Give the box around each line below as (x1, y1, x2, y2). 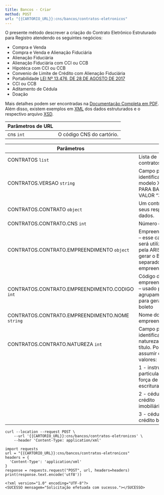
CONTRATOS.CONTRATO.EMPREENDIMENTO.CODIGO (7, 286, 134, 293)
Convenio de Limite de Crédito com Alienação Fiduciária (12, 71, 125, 76)
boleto (138, 303, 154, 310)
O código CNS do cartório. (58, 131, 119, 138)
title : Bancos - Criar (5, 7, 51, 12)
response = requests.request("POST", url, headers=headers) (5, 468, 130, 473)
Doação (12, 91, 28, 97)
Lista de (138, 153, 157, 160)
